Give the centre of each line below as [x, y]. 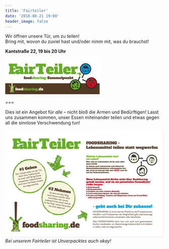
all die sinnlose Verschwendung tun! [43, 123]
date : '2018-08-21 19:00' [32, 16]
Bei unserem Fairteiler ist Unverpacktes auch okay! [58, 241]
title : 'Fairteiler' [27, 11]
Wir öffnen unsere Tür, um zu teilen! [42, 36]
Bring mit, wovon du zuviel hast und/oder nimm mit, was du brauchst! [77, 42]
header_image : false [27, 21]
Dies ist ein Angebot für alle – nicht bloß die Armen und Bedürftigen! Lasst [82, 112]
